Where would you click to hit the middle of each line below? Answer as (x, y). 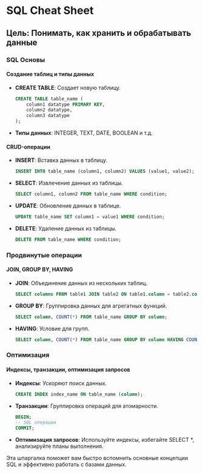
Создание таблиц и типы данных (50, 74)
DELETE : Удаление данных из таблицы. (66, 228)
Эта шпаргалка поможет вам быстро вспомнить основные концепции (97, 458)
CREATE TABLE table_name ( (49, 99)
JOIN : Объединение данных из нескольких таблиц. (81, 283)
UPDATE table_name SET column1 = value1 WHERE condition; (90, 217)
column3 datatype (48, 116)
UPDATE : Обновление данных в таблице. (68, 206)
